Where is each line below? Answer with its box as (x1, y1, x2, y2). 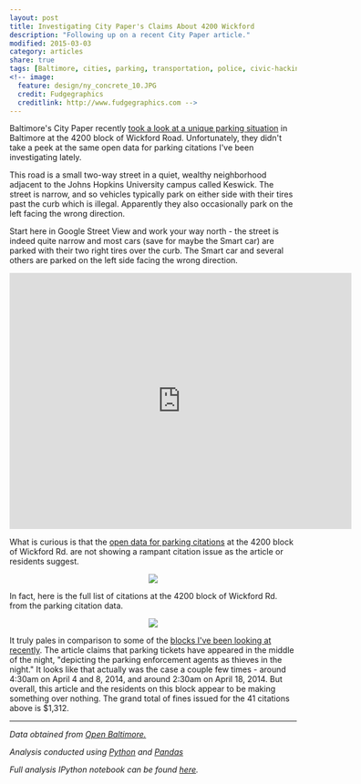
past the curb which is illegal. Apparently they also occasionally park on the (9, 199, 294, 209)
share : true (9, 56, 55, 65)
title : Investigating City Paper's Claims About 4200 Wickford (9, 22, 255, 31)
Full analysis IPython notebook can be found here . (9, 764, 199, 775)
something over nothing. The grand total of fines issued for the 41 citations (9, 693, 290, 704)
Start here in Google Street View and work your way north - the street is (9, 226, 280, 237)
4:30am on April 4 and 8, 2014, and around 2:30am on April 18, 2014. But (9, 674, 283, 685)
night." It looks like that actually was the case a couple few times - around (9, 664, 287, 675)
